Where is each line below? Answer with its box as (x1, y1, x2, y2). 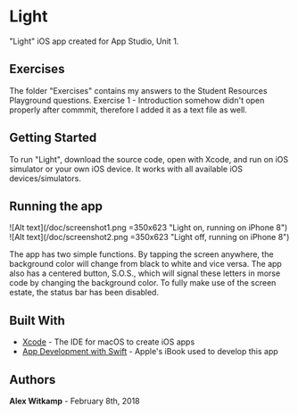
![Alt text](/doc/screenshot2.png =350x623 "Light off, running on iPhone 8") (9, 232, 290, 243)
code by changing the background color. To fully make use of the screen (9, 278, 277, 288)
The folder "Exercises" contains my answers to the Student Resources (9, 85, 268, 95)
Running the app (9, 198, 103, 213)
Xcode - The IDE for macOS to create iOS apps (21, 336, 195, 347)
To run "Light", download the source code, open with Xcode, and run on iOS (9, 154, 288, 164)
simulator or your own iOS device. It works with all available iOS (9, 163, 244, 174)
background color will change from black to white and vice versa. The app (9, 259, 283, 270)
